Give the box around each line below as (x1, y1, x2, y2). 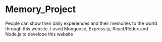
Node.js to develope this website (5, 31, 73, 37)
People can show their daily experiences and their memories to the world (5, 20, 157, 26)
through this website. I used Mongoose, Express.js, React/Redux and (5, 25, 148, 31)
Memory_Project (5, 4, 76, 15)
